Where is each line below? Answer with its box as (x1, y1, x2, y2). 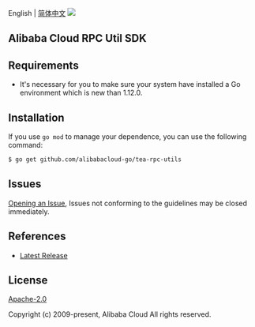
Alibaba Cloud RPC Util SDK (8, 32, 148, 45)
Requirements (8, 58, 79, 72)
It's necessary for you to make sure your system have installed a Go (19, 80, 241, 89)
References (8, 230, 66, 243)
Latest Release (19, 250, 69, 260)
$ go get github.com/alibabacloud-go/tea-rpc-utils (8, 156, 182, 163)
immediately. (8, 206, 50, 216)
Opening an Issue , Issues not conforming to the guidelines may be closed (8, 198, 247, 208)
